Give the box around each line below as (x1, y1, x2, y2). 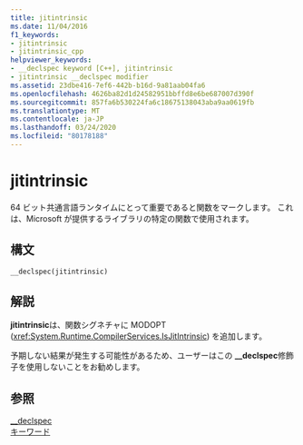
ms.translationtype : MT (10, 106, 101, 115)
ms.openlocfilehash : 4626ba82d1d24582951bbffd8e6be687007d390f (10, 89, 255, 98)
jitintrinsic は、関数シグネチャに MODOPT (10, 320, 167, 331)
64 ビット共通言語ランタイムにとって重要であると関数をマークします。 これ (10, 202, 294, 213)
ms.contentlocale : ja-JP (10, 114, 104, 124)
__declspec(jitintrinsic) (10, 267, 108, 276)
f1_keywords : (10, 30, 60, 39)
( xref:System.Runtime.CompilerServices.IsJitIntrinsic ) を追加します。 (10, 331, 267, 341)
